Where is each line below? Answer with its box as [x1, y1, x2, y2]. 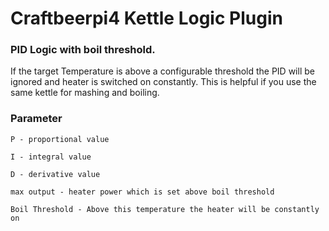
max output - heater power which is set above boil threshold [10, 187, 275, 197]
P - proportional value [10, 134, 110, 144]
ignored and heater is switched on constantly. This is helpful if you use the [10, 76, 317, 88]
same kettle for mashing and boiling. [10, 87, 160, 99]
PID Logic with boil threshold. [10, 43, 156, 57]
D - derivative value [10, 169, 101, 179]
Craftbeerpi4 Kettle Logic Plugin [10, 7, 283, 30]
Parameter [10, 112, 63, 126]
